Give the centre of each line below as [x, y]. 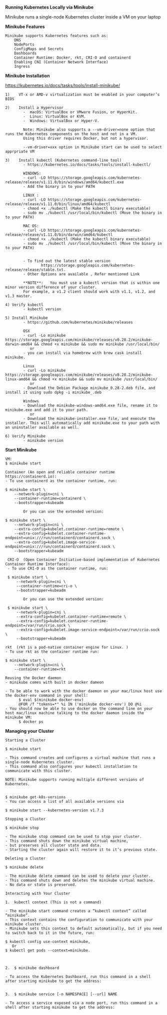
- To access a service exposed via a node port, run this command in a [81, 1003]
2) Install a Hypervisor [34, 108]
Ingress [22, 67]
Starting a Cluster [25, 740]
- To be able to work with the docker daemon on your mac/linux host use [84, 691]
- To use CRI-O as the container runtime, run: [58, 569]
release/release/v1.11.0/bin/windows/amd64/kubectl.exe [64, 182]
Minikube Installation [27, 76]
